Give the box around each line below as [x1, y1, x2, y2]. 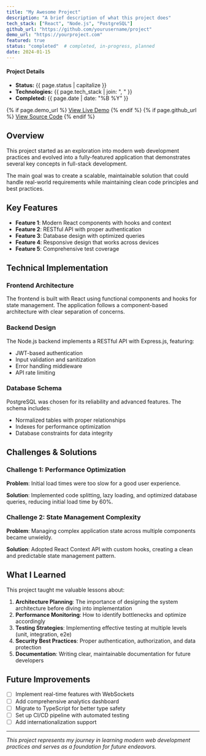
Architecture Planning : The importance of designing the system [15, 598, 178, 605]
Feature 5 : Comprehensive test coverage [15, 245, 120, 252]
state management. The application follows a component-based [6, 302, 168, 309]
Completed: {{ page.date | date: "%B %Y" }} [15, 94, 129, 102]
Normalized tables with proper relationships [15, 416, 126, 424]
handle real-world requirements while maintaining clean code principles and [6, 178, 199, 186]
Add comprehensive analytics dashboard [15, 697, 120, 705]
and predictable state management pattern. [6, 552, 116, 559]
